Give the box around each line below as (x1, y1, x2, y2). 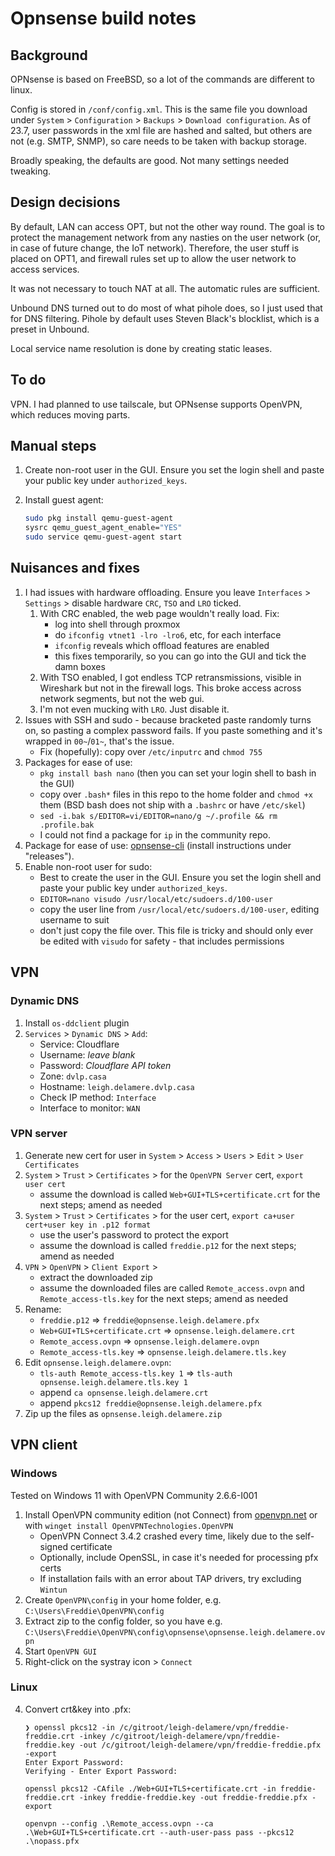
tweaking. (10, 165, 52, 177)
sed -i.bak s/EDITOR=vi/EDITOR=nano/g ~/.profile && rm (39, 811, 278, 821)
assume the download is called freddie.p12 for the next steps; (39, 1239, 297, 1251)
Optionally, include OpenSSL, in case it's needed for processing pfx (39, 1551, 319, 1563)
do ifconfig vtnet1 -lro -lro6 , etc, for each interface (54, 628, 282, 641)
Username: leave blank (39, 1048, 136, 1061)
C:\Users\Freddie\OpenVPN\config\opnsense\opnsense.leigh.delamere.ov (24, 1627, 326, 1637)
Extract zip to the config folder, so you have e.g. (24, 1615, 223, 1627)
